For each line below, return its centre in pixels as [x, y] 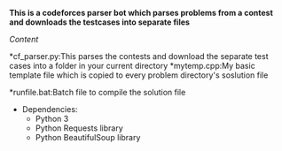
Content [24, 39]
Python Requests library [79, 128]
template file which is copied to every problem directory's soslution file [139, 75]
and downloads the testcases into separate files [100, 22]
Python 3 [52, 119]
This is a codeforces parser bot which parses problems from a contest [141, 13]
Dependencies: [50, 109]
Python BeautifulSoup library [88, 137]
